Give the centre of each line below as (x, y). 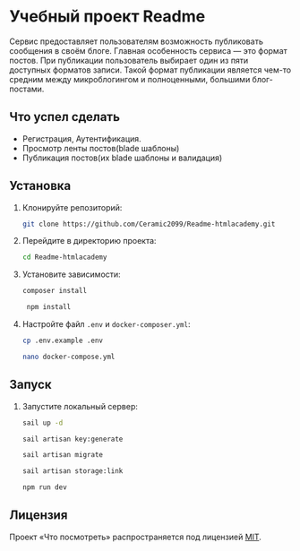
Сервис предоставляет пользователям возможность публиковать (137, 41)
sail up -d (43, 423)
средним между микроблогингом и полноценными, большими (130, 79)
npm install (49, 307)
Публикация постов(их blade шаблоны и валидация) (122, 158)
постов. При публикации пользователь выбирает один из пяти (129, 60)
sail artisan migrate (62, 455)
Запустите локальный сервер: (80, 406)
